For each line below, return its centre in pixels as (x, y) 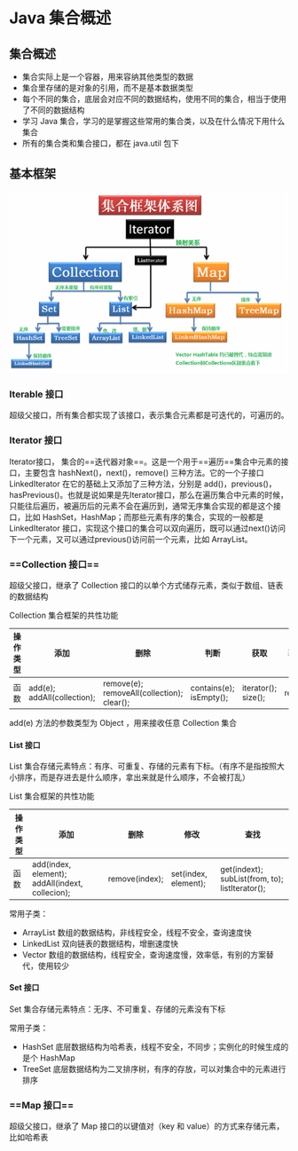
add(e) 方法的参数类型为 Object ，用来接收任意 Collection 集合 (123, 723)
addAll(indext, (58, 883)
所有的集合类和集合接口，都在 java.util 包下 (101, 143)
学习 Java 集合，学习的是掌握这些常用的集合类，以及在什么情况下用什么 (153, 121)
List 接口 (25, 745)
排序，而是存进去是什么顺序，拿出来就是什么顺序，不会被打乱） (133, 777)
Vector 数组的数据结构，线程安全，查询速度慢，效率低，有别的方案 (144, 954)
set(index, (189, 874)
